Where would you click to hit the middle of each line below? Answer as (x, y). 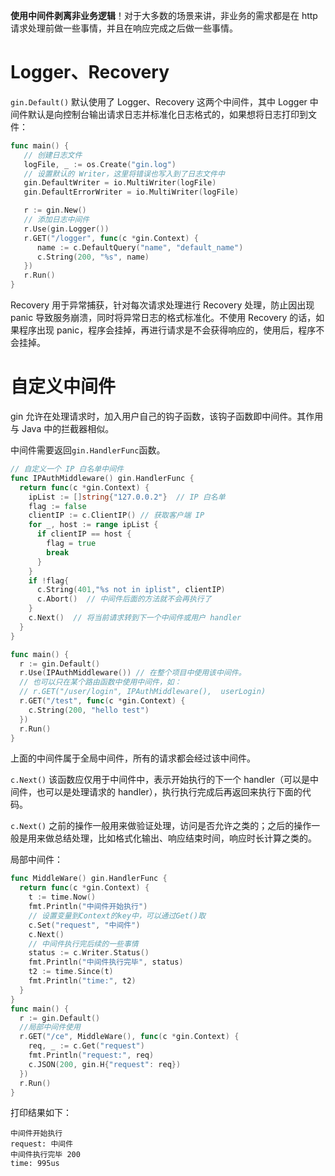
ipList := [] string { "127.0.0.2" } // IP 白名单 (127, 497)
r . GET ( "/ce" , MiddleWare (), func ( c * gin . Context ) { (129, 1037)
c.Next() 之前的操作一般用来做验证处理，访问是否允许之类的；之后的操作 (161, 826)
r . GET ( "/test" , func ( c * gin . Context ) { (102, 701)
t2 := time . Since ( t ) (71, 972)
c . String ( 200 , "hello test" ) (89, 710)
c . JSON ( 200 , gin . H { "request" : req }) (105, 1064)
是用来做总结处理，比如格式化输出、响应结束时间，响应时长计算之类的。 (167, 838)
